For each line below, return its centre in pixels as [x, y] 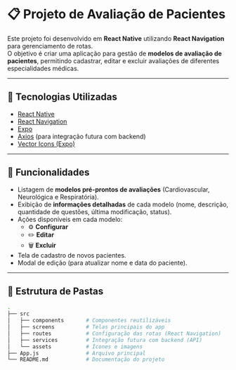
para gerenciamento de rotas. [50, 46]
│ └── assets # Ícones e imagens [75, 346]
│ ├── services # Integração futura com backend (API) [105, 340]
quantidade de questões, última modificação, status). [94, 211]
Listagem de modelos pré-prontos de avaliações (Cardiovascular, [113, 189]
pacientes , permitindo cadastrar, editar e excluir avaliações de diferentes [113, 60]
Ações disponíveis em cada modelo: [70, 219]
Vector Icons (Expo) [46, 144]
